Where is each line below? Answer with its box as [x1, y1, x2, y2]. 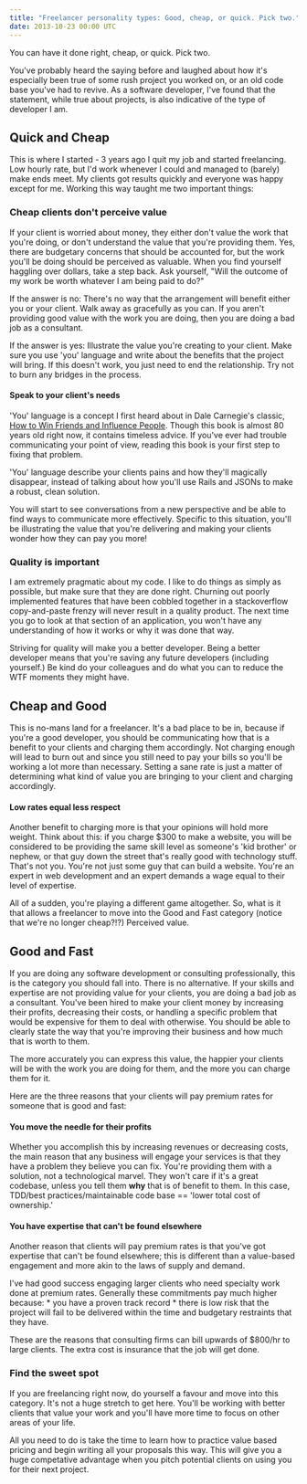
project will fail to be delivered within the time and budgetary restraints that [9, 1307, 292, 1318]
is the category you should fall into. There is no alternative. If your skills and [9, 977, 294, 988]
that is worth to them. [9, 1036, 90, 1047]
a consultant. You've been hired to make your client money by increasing [9, 996, 284, 1007]
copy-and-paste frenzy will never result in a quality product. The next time [9, 605, 290, 616]
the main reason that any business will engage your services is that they [9, 1152, 281, 1163]
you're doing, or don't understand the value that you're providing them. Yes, [9, 237, 295, 247]
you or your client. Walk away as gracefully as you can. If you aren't [9, 302, 265, 313]
